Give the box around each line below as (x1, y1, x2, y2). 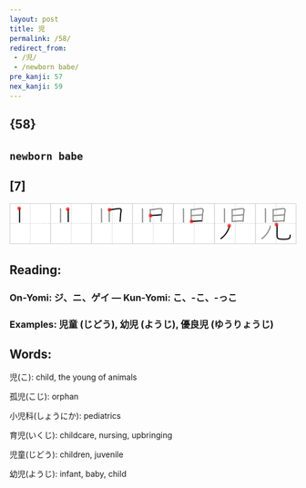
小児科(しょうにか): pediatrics (9, 411, 121, 422)
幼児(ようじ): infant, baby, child (9, 469, 127, 480)
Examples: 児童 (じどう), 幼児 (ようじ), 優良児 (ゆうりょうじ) (9, 318, 274, 330)
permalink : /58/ (9, 34, 71, 43)
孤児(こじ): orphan (9, 391, 79, 402)
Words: (9, 346, 52, 361)
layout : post (9, 15, 59, 24)
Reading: (9, 262, 62, 278)
